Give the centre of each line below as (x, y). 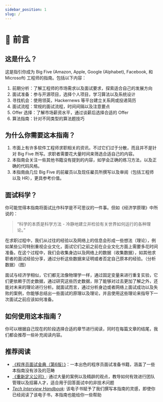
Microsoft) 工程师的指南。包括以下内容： (46, 78)
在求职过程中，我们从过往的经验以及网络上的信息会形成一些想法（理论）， (78, 241)
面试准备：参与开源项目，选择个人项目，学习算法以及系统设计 (74, 94)
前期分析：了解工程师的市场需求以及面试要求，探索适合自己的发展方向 (82, 88)
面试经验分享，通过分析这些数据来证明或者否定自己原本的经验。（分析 (87, 259)
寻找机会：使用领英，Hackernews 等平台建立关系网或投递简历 (74, 100)
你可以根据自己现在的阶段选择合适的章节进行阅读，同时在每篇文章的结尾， (79, 329)
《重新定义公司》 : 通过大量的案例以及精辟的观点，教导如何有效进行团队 (83, 376)
